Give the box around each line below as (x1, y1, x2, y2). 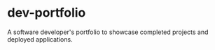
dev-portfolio (7, 5, 86, 21)
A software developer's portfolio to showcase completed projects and (7, 28, 209, 36)
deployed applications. (7, 35, 73, 43)
